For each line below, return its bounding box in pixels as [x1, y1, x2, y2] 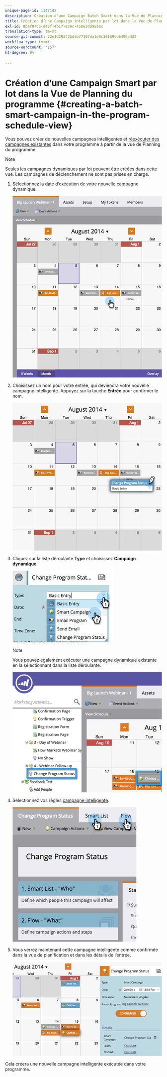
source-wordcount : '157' [5, 45, 57, 50]
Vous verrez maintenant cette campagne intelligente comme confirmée [12, 947, 158, 953]
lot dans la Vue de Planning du [5, 88, 133, 99]
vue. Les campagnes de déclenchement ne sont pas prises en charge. [5, 171, 150, 177]
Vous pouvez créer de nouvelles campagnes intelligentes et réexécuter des [5, 136, 160, 142]
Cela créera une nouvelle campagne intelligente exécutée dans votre [5, 1061, 146, 1067]
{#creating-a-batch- [56, 99, 143, 110]
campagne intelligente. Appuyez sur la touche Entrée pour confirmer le [12, 387, 159, 393]
